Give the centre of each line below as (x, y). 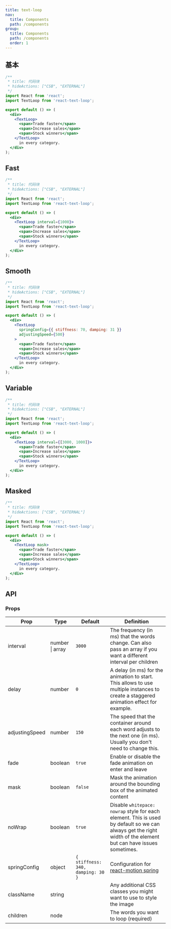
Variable (19, 388)
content (119, 797)
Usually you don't (131, 742)
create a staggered (133, 696)
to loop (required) (131, 919)
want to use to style (133, 898)
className (21, 894)
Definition (137, 622)
